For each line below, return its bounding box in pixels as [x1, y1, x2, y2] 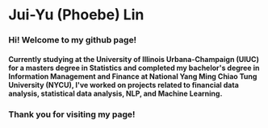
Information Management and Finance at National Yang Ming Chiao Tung [8, 71, 258, 81]
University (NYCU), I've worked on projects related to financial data [8, 80, 240, 89]
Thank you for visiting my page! [8, 109, 136, 120]
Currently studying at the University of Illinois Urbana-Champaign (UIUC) [8, 54, 260, 64]
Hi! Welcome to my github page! [8, 35, 137, 46]
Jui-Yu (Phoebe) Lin [8, 6, 144, 24]
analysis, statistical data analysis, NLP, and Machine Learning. [8, 89, 223, 98]
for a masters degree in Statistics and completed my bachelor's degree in [8, 63, 260, 72]
